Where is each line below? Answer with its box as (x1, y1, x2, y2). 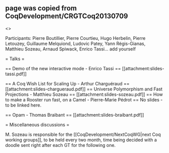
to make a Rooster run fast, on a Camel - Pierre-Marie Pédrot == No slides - (5, 96, 163, 103)
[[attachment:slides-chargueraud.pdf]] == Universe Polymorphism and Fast (5, 86, 163, 92)
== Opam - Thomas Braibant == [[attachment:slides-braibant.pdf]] (5, 112, 144, 118)
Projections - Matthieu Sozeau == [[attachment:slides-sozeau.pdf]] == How (5, 91, 163, 97)
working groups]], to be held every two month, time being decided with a (5, 136, 157, 143)
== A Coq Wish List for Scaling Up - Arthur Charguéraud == (5, 80, 130, 86)
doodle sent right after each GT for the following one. (5, 142, 116, 148)
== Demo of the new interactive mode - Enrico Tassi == (5, 65, 121, 71)
